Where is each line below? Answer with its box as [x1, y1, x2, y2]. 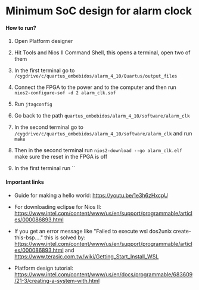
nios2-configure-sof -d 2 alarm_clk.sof [14, 90, 116, 96]
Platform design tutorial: [14, 264, 74, 272]
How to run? [5, 24, 36, 31]
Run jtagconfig [14, 100, 52, 108]
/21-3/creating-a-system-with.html [14, 277, 100, 284]
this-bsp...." [14, 234, 43, 241]
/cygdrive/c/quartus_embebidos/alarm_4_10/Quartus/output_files [14, 73, 178, 79]
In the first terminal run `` [14, 165, 76, 172]
